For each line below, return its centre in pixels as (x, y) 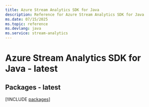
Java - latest (31, 69)
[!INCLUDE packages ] (28, 99)
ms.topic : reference (27, 24)
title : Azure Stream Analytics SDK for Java (52, 10)
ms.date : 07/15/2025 (27, 19)
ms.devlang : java (23, 29)
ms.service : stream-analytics (37, 33)
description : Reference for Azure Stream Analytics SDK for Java (74, 15)
